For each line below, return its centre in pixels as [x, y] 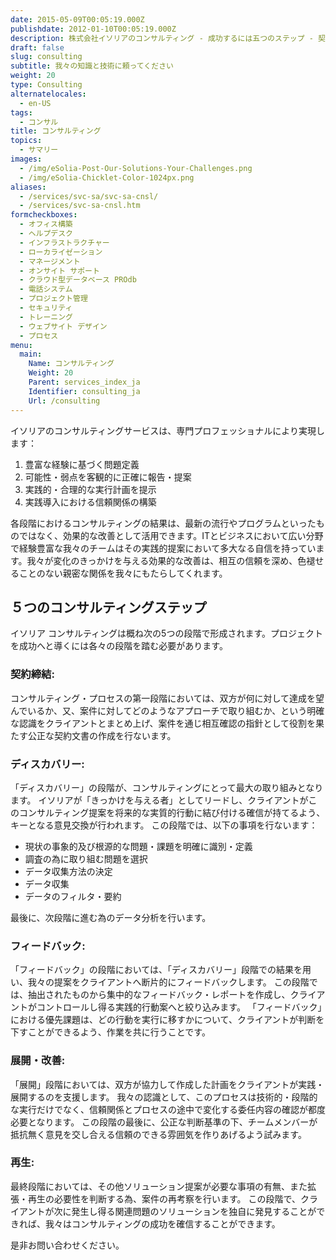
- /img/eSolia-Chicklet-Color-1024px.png [107, 177]
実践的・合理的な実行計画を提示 [90, 489]
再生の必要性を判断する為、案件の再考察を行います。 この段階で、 [164, 1198]
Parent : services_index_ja [84, 382]
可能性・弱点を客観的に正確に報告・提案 [108, 477]
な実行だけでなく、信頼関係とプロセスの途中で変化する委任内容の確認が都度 [168, 1109]
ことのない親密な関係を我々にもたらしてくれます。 [123, 573]
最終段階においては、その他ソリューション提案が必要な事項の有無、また [159, 1186]
